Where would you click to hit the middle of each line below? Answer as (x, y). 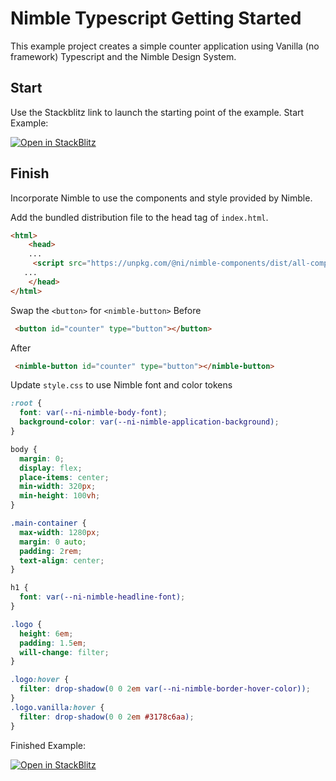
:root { (26, 403)
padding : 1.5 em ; (53, 643)
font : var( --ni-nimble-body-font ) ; (93, 413)
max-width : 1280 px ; (60, 532)
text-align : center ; (62, 560)
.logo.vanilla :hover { (57, 707)
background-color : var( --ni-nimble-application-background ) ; (149, 422)
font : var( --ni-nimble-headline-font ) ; (102, 597)
